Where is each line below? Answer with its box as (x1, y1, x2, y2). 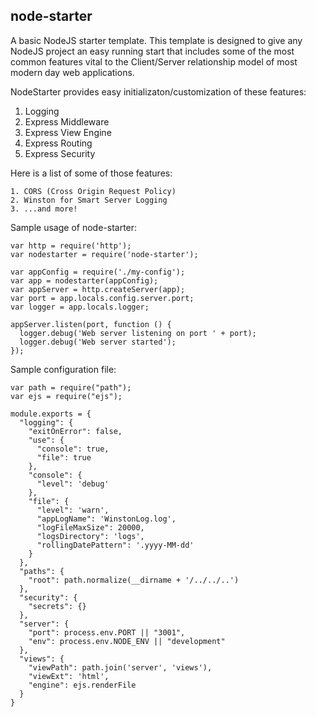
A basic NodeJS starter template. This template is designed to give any (10, 34, 303, 46)
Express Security (24, 147, 96, 159)
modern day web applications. (10, 66, 135, 78)
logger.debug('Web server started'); (19, 337, 177, 347)
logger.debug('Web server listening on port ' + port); (19, 328, 257, 338)
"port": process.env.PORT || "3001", (28, 627, 186, 638)
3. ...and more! (10, 204, 78, 214)
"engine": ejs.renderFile (28, 680, 137, 690)
